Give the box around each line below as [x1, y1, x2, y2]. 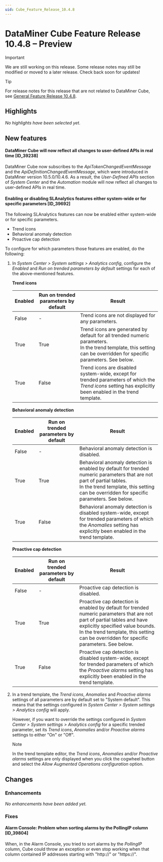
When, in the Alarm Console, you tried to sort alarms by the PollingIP [5, 841, 142, 846]
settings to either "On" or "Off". [12, 732, 75, 738]
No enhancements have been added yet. [5, 801, 87, 807]
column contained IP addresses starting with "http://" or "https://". [5, 851, 137, 857]
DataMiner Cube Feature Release [5, 28, 141, 39]
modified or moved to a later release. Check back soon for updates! [5, 69, 140, 75]
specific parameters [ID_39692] [5, 200, 71, 207]
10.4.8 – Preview [5, 38, 73, 49]
